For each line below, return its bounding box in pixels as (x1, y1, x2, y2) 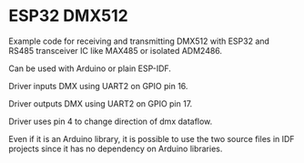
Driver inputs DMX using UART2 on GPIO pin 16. (8, 80, 188, 91)
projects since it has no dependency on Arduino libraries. (8, 143, 223, 154)
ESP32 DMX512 (8, 5, 128, 26)
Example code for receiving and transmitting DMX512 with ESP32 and (8, 36, 270, 46)
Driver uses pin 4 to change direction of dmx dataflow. (8, 116, 213, 127)
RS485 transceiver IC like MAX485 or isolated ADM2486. (8, 45, 223, 56)
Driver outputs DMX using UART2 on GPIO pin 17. (8, 97, 193, 109)
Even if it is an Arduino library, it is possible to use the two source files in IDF (8, 133, 295, 144)
